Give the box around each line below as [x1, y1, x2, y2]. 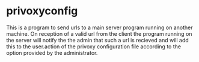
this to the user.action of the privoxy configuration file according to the [6, 43, 182, 50]
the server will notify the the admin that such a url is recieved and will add [6, 36, 189, 44]
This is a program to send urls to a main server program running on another [6, 24, 193, 31]
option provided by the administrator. [6, 49, 98, 56]
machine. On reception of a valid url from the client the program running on [6, 30, 192, 37]
